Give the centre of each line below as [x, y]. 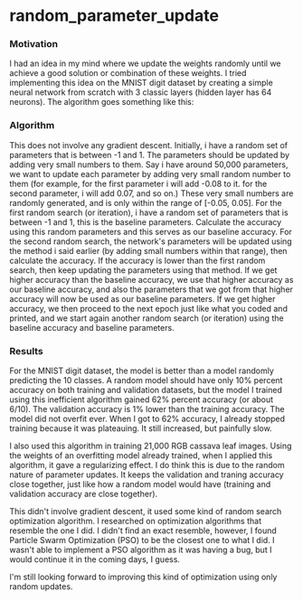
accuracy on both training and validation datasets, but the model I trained [146, 390]
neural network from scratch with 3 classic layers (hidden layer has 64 [141, 92]
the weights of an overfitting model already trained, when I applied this [141, 455]
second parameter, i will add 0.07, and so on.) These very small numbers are [151, 193]
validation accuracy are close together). [84, 494]
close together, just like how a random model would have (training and [140, 484]
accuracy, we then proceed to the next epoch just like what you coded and [148, 308]
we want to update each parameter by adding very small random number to [150, 174]
